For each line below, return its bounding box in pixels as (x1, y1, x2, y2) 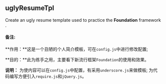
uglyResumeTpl (5, 4, 55, 12)
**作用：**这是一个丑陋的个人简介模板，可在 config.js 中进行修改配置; (5, 46, 148, 52)
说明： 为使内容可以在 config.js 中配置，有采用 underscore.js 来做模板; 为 (5, 67, 154, 73)
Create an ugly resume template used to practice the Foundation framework (5, 17, 161, 23)
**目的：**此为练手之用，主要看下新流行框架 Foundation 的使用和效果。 (5, 57, 149, 63)
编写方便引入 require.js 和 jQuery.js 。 (9, 74, 87, 80)
